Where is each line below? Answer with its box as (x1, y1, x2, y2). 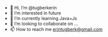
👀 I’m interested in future (10, 10, 61, 16)
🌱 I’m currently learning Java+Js (10, 15, 77, 21)
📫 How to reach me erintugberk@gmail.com (10, 26, 103, 32)
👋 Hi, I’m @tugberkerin (10, 5, 57, 10)
